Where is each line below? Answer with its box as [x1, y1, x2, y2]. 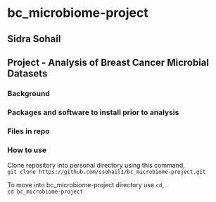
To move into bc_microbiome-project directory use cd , [7, 181, 165, 189]
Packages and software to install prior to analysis [7, 107, 179, 117]
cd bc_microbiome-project [7, 188, 83, 196]
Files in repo [7, 126, 51, 136]
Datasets [7, 67, 48, 79]
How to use [7, 145, 47, 155]
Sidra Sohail [7, 33, 61, 45]
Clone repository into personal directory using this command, [7, 161, 185, 170]
